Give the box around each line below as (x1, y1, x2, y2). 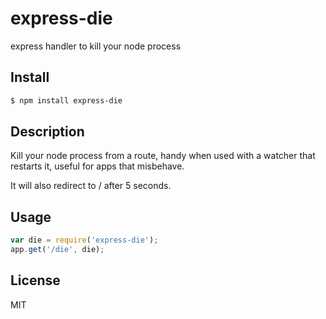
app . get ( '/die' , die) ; (10, 245, 105, 255)
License (10, 272, 61, 289)
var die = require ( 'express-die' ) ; (10, 235, 159, 246)
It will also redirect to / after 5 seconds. (10, 180, 172, 192)
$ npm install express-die (10, 95, 123, 106)
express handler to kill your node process (10, 40, 182, 52)
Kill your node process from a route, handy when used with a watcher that (10, 150, 316, 162)
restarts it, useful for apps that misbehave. (10, 160, 185, 172)
